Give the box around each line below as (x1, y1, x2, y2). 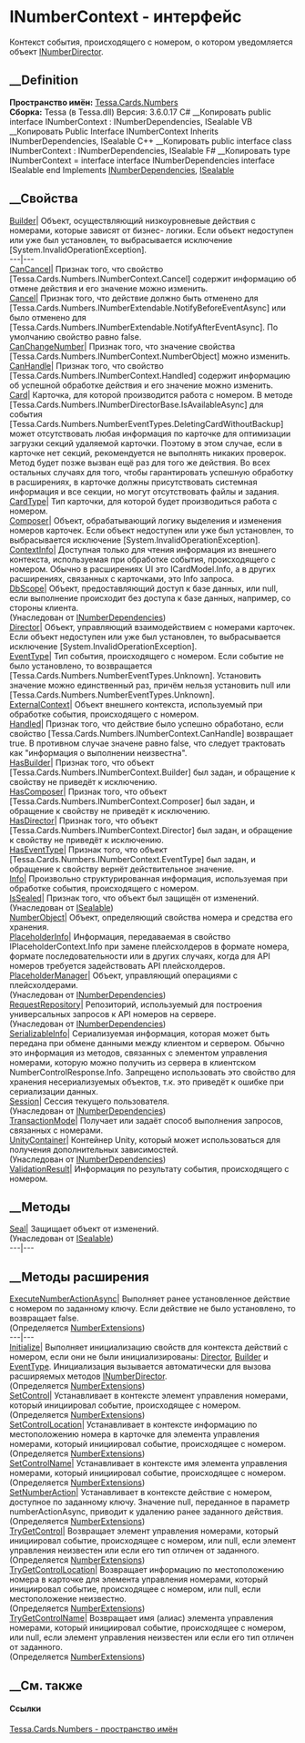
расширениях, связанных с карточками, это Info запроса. (9, 573, 235, 584)
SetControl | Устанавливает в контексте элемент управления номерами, (9, 1391, 289, 1402)
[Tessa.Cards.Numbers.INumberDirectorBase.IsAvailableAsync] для (9, 399, 264, 410)
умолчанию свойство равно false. (9, 331, 142, 342)
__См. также (9, 1677, 84, 1693)
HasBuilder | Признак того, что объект (9, 757, 155, 768)
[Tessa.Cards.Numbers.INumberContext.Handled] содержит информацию (9, 370, 291, 381)
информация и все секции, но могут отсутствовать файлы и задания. (9, 485, 280, 497)
